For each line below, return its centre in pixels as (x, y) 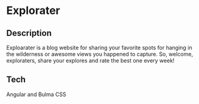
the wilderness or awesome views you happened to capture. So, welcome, (100, 54)
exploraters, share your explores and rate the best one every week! (90, 61)
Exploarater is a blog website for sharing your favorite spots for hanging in (100, 47)
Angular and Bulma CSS (36, 94)
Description (29, 33)
